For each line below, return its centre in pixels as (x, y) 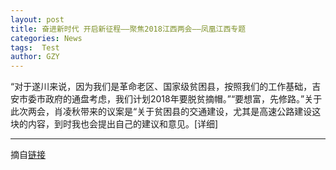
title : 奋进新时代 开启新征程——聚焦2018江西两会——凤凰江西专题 (128, 29)
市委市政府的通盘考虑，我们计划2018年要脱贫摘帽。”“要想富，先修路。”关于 (170, 99)
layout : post (37, 19)
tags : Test (35, 47)
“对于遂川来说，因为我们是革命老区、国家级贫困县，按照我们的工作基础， (161, 87)
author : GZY (35, 57)
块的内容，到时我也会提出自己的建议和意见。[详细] (114, 124)
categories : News (46, 38)
